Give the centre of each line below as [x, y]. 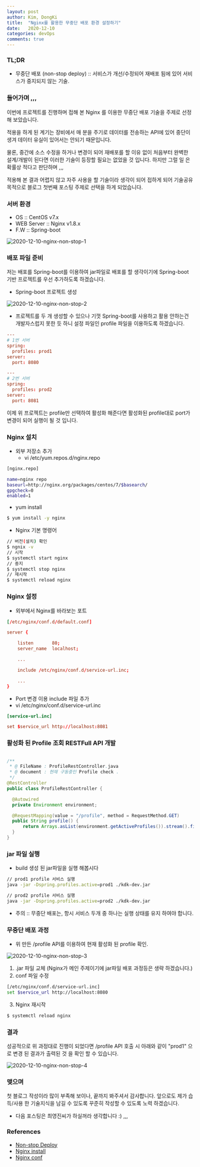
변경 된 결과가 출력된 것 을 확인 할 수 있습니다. [66, 1053]
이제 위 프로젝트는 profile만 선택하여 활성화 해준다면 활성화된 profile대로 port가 [99, 413]
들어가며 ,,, [22, 98]
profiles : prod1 [32, 351]
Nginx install [31, 1151]
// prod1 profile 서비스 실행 [41, 880]
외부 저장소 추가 [34, 451]
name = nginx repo [27, 479]
